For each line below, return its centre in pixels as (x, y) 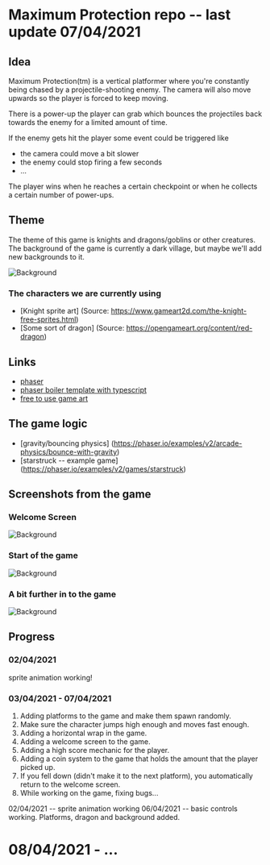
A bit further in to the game (62, 594)
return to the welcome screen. (70, 784)
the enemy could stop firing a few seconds (91, 162)
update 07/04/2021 (75, 32)
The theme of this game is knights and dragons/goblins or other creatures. (132, 239)
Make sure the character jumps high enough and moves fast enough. (135, 724)
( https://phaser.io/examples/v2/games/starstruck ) (103, 468)
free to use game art (54, 398)
